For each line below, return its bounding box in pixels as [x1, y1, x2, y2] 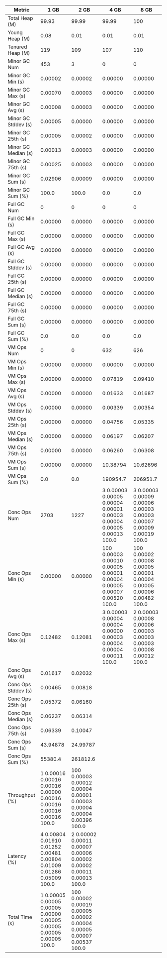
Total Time [7, 914, 32, 920]
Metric [13, 6, 30, 13]
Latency [7, 853, 26, 859]
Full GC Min [7, 215, 35, 222]
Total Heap [7, 15, 33, 21]
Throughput [7, 792, 36, 798]
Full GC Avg [7, 244, 35, 250]
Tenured [7, 43, 27, 50]
